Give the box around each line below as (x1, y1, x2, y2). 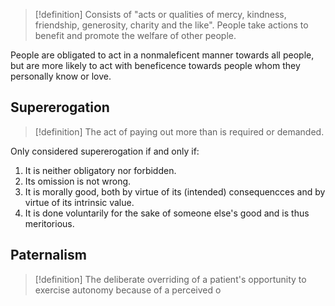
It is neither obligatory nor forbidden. (24, 164, 177, 176)
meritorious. (24, 217, 75, 229)
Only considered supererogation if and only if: (10, 145, 200, 157)
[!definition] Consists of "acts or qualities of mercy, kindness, (34, 9, 287, 20)
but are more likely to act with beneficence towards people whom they (10, 60, 301, 71)
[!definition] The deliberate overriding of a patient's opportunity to (34, 273, 307, 285)
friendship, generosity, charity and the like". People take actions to (34, 19, 309, 31)
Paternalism (10, 247, 87, 264)
